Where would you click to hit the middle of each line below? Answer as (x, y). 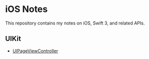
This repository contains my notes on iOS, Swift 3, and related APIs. (75, 23)
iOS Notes (26, 9)
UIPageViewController (35, 50)
